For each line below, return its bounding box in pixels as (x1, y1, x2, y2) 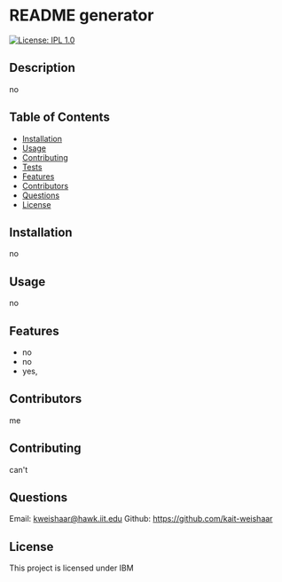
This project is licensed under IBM (9, 562, 135, 573)
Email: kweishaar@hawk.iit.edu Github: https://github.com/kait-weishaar (9, 514, 273, 524)
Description (9, 60, 75, 75)
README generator (9, 5, 154, 26)
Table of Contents (9, 110, 111, 125)
